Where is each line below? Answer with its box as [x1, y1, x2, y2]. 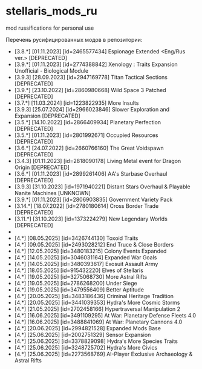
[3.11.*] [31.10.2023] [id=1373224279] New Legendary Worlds [14, 215, 168, 222]
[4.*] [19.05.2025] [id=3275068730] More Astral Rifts [14, 273, 148, 280]
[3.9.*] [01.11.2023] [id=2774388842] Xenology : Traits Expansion [14, 61, 178, 68]
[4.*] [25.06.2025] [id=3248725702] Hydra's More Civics [14, 344, 158, 351]
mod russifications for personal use [5, 24, 94, 32]
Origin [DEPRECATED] [14, 164, 70, 171]
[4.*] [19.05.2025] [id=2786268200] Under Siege [14, 279, 137, 287]
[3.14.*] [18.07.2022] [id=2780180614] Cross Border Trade [14, 202, 159, 210]
